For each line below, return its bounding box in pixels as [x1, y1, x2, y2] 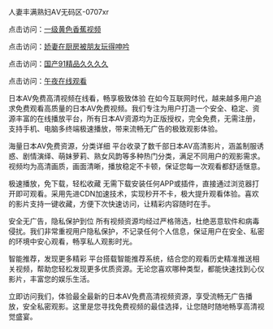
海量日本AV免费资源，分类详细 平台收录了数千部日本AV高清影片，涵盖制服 [8, 141, 258, 150]
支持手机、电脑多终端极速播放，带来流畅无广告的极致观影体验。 [8, 124, 222, 133]
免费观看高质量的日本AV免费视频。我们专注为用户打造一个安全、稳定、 [15, 104, 253, 113]
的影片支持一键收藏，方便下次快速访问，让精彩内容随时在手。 [8, 199, 215, 209]
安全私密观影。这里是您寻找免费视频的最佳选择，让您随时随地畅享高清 [22, 301, 258, 311]
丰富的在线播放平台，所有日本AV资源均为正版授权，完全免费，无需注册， [15, 114, 260, 123]
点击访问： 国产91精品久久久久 [8, 59, 109, 68]
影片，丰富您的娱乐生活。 [8, 275, 94, 284]
